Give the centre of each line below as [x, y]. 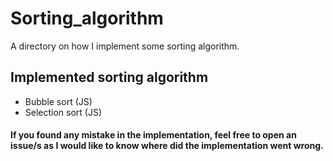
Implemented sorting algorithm [109, 77]
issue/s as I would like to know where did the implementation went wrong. [167, 146]
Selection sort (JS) [63, 112]
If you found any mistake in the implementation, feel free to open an [153, 135]
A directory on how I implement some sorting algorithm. [125, 46]
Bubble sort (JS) [58, 101]
